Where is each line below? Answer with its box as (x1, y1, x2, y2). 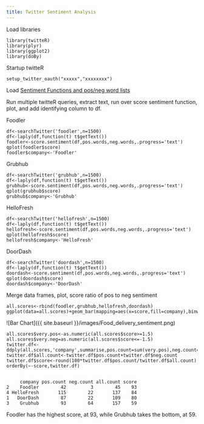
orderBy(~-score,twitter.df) (6, 363, 80, 369)
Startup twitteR (6, 64, 44, 71)
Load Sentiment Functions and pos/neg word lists (6, 86, 131, 94)
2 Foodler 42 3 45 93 (6, 384, 137, 390)
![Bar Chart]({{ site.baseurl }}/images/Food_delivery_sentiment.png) (6, 319, 176, 326)
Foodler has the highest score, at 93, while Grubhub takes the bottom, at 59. (6, 411, 197, 418)
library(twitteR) (6, 37, 50, 43)
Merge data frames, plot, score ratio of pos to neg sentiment (6, 291, 158, 299)
